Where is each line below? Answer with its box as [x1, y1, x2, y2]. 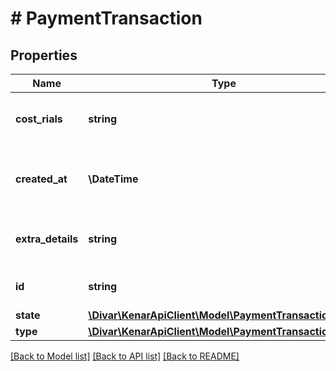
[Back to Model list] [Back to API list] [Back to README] [10, 350, 240, 362]
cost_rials [15, 112, 63, 126]
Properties [10, 47, 78, 64]
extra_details [15, 232, 79, 246]
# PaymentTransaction [10, 7, 203, 30]
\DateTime [88, 172, 139, 186]
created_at [15, 172, 68, 186]
